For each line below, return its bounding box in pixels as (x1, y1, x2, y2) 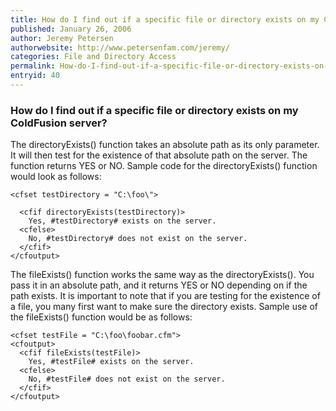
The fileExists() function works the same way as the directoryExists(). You (10, 269, 315, 281)
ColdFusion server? (10, 116, 108, 130)
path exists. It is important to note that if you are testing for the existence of (10, 290, 321, 302)
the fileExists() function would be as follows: (10, 311, 193, 323)
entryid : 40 (10, 71, 60, 81)
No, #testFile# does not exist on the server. (28, 374, 226, 385)
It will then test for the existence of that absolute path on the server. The (10, 149, 308, 161)
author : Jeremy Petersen (10, 33, 114, 43)
